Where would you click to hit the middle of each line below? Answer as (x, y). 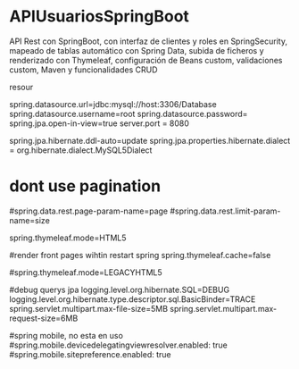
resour (21, 87)
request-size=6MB (44, 318)
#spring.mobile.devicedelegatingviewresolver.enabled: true (118, 345)
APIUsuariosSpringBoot (100, 17)
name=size (30, 220)
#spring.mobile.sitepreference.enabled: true (90, 354)
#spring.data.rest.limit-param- (225, 211)
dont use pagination (85, 186)
